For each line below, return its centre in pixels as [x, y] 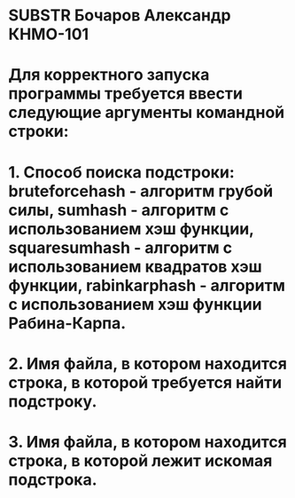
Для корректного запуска [109, 75]
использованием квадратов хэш [135, 266]
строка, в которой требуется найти [145, 382]
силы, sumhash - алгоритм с [119, 210]
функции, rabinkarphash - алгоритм [147, 285]
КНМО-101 [49, 34]
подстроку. [53, 401]
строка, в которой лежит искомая [140, 460]
